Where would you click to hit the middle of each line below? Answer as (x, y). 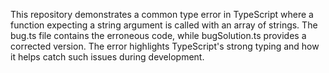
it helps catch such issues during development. (107, 57)
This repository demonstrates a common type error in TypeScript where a (162, 14)
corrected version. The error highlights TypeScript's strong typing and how (165, 46)
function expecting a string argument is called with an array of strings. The (164, 25)
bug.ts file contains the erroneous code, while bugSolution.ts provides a (158, 35)
